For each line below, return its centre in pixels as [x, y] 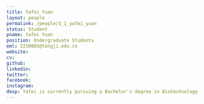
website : [17, 52]
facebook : [19, 80]
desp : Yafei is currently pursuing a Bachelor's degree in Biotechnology [102, 92]
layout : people [26, 18]
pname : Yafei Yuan [30, 35]
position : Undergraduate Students [50, 40]
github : [16, 63]
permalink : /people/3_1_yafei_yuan [52, 23]
